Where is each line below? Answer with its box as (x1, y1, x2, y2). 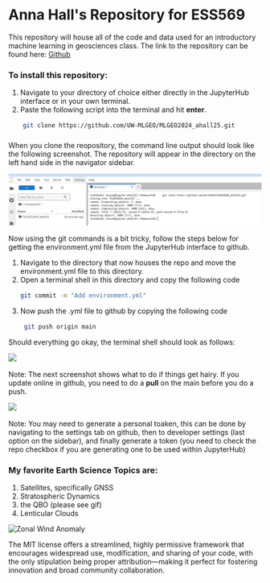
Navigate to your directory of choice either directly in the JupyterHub (19, 88, 249, 97)
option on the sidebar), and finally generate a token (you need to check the (8, 436, 257, 446)
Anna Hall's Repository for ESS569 (8, 6, 246, 24)
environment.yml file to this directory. (19, 267, 144, 276)
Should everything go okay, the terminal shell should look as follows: (8, 337, 235, 347)
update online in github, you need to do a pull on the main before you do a (8, 378, 255, 388)
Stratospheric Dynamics (19, 491, 100, 501)
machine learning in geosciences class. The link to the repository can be (8, 40, 248, 50)
